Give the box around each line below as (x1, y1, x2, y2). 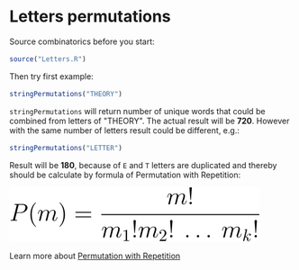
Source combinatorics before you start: (9, 36, 155, 47)
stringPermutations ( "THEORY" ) (9, 89, 123, 98)
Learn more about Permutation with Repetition (9, 250, 181, 261)
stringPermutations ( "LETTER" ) (9, 143, 123, 152)
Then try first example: (9, 70, 95, 82)
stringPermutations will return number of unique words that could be (9, 105, 266, 116)
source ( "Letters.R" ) (9, 54, 87, 64)
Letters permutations (9, 6, 171, 27)
